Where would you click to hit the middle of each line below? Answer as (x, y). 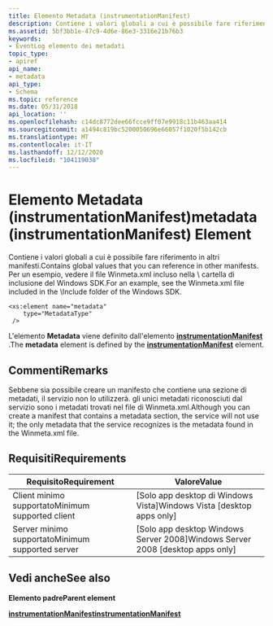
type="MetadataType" (58, 314)
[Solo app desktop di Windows (195, 495)
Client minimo (39, 495)
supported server (45, 549)
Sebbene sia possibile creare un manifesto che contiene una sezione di (128, 390)
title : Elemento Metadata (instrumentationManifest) (100, 16)
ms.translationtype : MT (49, 137)
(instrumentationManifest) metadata (133, 217)
